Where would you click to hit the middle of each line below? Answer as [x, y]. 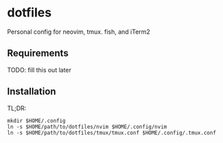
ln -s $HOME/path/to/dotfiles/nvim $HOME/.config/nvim [87, 126]
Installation [32, 92]
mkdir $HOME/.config [37, 121]
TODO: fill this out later [39, 69]
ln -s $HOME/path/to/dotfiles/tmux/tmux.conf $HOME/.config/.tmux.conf [111, 133]
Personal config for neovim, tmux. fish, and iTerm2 [79, 32]
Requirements [38, 53]
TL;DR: [17, 108]
